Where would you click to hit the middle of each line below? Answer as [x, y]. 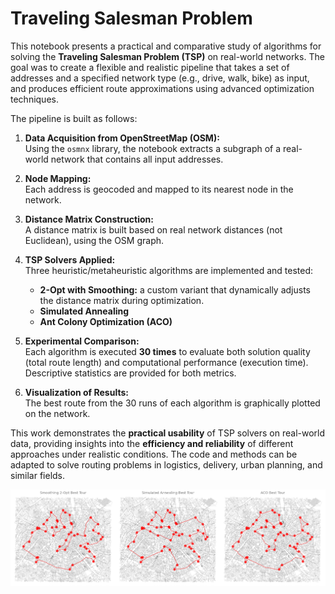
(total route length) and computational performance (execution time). [166, 362]
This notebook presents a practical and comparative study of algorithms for [166, 46]
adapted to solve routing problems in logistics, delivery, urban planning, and [166, 464]
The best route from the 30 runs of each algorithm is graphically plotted [172, 403]
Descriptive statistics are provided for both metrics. [130, 373]
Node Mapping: [58, 178]
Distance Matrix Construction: [89, 219]
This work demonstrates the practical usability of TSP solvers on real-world [168, 433]
